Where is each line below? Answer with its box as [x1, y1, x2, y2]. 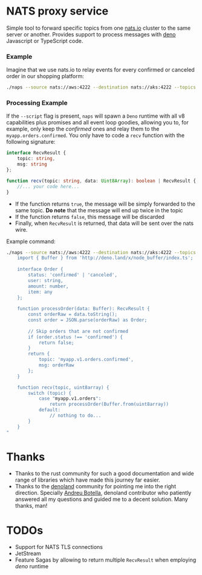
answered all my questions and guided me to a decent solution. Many [15, 496, 189, 503]
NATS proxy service [6, 4, 109, 18]
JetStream [15, 550, 41, 557]
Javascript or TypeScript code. [6, 37, 83, 44]
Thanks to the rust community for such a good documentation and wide [15, 470, 195, 477]
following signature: [6, 138, 56, 146]
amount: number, [28, 283, 69, 289]
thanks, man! [15, 502, 48, 509]
